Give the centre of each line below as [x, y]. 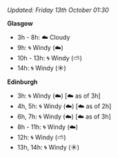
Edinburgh [22, 82]
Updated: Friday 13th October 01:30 [58, 10]
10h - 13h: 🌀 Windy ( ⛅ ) [50, 58]
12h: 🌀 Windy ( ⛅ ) [42, 137]
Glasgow [20, 23]
